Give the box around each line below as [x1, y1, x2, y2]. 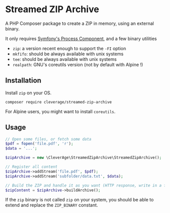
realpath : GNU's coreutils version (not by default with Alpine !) [12, 61, 143, 67]
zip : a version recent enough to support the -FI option [12, 45, 126, 51]
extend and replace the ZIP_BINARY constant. [5, 202, 98, 208]
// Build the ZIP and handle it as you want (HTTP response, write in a [5, 183, 162, 188]
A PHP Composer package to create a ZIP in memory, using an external [5, 20, 154, 26]
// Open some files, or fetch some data [5, 136, 92, 141]
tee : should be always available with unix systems [12, 56, 117, 62]
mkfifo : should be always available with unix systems [12, 51, 124, 57]
